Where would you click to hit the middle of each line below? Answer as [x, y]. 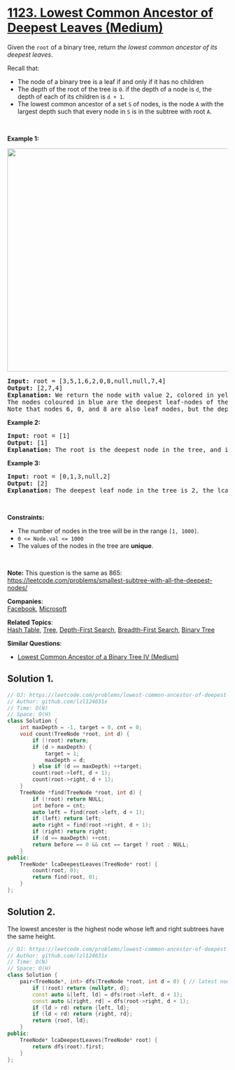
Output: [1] [28, 443]
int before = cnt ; [59, 805]
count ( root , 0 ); [56, 871]
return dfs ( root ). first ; [69, 1047]
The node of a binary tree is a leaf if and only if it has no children [111, 81]
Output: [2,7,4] [35, 388]
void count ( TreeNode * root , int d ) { [75, 734]
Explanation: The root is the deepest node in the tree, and [114, 450]
